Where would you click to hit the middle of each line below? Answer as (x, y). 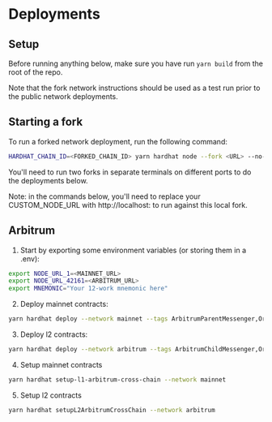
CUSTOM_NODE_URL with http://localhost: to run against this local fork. (128, 205)
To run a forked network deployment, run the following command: (118, 141)
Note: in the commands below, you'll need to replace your (104, 196)
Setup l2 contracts (51, 395)
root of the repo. (36, 72)
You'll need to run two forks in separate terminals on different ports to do (130, 172)
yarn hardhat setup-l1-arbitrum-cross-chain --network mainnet (117, 379)
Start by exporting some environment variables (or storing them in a (133, 250)
